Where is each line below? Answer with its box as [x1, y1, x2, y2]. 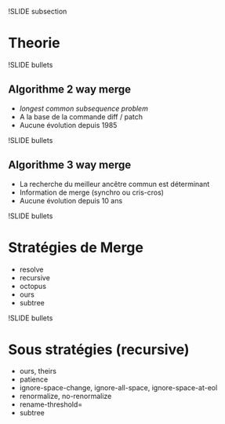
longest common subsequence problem [19, 104, 149, 113]
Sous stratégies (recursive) [8, 341, 190, 358]
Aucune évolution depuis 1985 [19, 120, 118, 130]
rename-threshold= [19, 400, 83, 409]
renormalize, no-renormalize [19, 392, 112, 401]
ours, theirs [19, 367, 57, 376]
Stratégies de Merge [8, 239, 143, 256]
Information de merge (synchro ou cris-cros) [19, 188, 165, 197]
